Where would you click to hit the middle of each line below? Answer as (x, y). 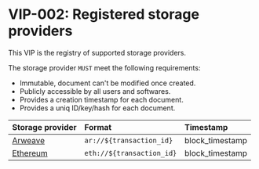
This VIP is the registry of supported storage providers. (97, 52)
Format (98, 127)
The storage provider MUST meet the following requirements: (104, 67)
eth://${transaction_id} (131, 153)
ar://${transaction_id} (129, 140)
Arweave (29, 140)
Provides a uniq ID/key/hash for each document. (97, 108)
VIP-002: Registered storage (104, 14)
